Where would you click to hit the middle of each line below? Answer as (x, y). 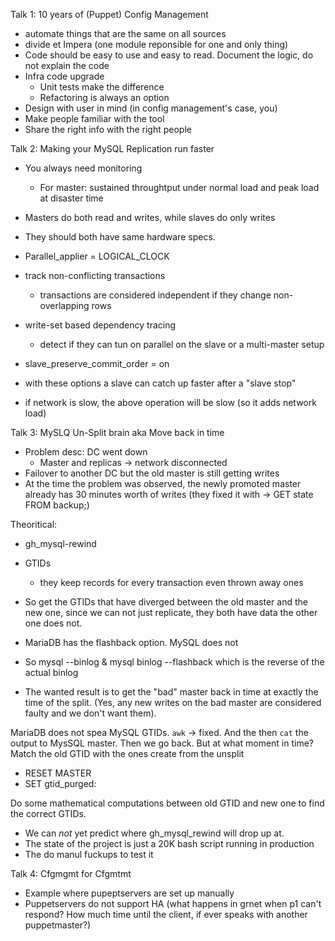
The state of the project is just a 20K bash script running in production (169, 843)
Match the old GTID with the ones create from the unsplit (127, 753)
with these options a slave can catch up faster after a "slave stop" (160, 383)
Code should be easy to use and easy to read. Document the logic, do (169, 55)
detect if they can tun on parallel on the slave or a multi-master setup (182, 344)
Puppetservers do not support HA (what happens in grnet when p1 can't (173, 903)
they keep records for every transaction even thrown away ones (171, 582)
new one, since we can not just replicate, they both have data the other (171, 612)
